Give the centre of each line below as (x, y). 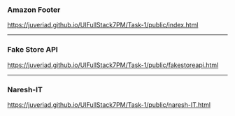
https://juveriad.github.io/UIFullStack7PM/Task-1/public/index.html (103, 25)
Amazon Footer (34, 10)
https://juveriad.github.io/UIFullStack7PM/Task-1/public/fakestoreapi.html (113, 65)
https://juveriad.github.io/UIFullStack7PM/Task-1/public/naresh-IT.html (109, 104)
